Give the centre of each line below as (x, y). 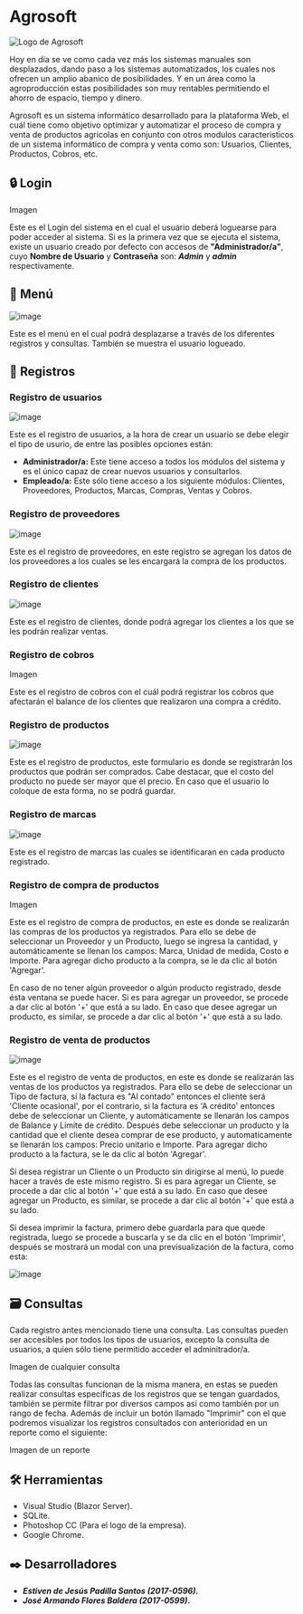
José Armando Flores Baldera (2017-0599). (106, 1600)
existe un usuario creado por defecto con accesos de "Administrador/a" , (147, 246)
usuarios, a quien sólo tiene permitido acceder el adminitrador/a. (130, 1350)
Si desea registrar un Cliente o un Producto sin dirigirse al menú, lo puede (147, 1172)
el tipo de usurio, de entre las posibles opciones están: (111, 444)
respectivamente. (42, 265)
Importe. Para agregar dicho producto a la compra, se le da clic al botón (143, 960)
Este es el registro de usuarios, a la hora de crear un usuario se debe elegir (149, 435)
